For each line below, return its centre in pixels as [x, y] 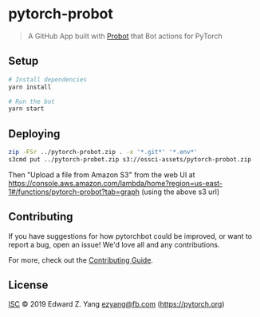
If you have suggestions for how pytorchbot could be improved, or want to [130, 236]
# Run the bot [32, 101]
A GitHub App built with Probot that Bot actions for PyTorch [125, 36]
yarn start [26, 109]
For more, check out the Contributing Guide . [81, 260]
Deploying [34, 134]
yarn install [30, 87]
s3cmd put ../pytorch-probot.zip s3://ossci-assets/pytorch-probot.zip [130, 159]
